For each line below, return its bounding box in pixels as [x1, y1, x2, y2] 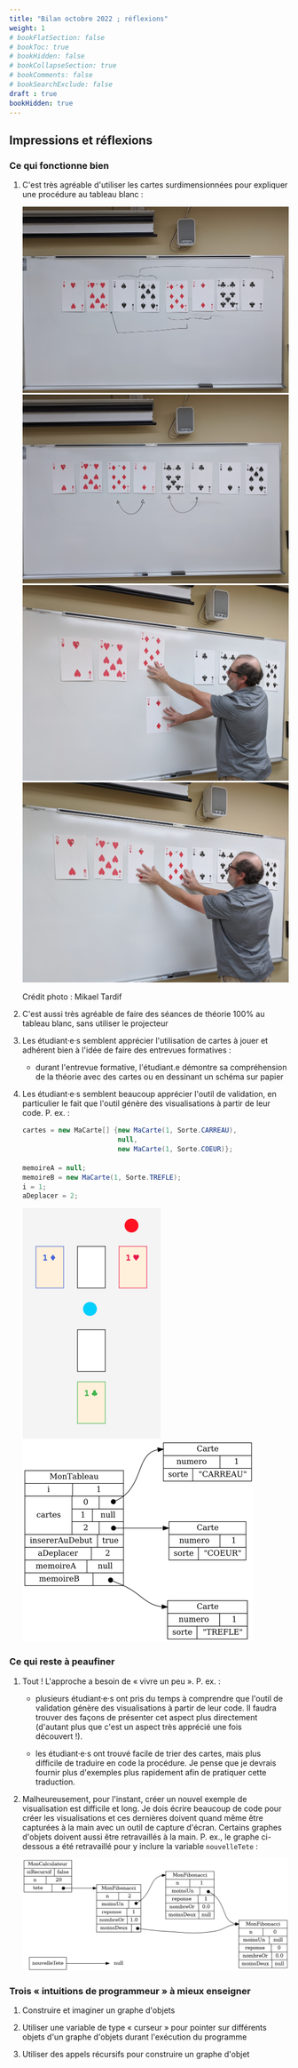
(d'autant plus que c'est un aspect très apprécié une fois [35, 1721, 242, 1732]
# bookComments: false [9, 71, 93, 80]
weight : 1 [9, 23, 46, 33]
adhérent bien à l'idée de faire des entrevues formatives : [21, 1045, 232, 1055]
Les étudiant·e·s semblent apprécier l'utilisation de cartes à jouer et [21, 1036, 269, 1046]
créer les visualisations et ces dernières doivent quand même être [21, 1812, 263, 1823]
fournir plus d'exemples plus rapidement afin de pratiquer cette [35, 1767, 267, 1777]
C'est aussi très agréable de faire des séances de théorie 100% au [21, 1009, 265, 1020]
